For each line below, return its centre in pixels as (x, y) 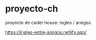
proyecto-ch (32, 9)
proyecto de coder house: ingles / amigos (48, 22)
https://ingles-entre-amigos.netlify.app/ (46, 32)
